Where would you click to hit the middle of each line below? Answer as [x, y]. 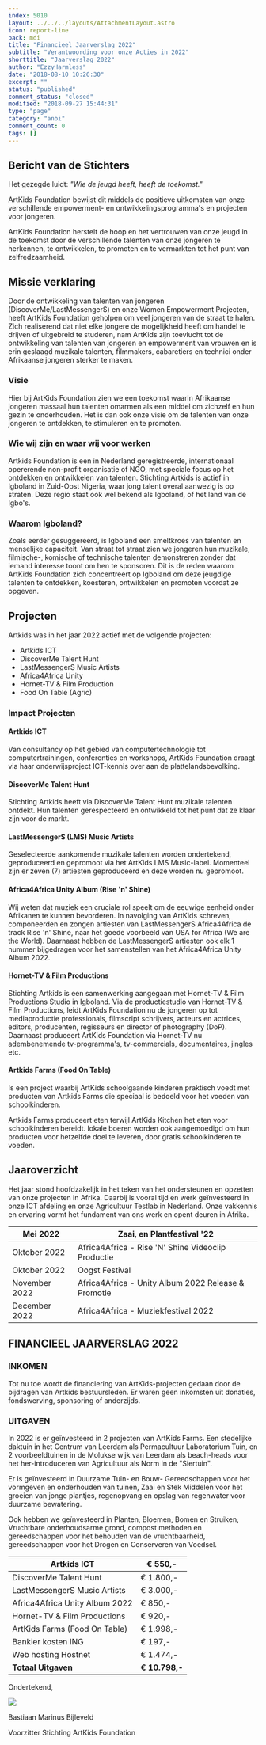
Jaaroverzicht [44, 1170]
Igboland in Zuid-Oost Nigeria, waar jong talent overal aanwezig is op [121, 486]
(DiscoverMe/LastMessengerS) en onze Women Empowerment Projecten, [129, 310]
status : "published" [42, 89]
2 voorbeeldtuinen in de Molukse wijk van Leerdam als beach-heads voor [128, 1454]
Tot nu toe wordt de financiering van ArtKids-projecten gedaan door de [124, 1383]
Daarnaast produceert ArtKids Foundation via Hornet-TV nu [105, 1035]
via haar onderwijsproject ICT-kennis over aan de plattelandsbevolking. [124, 766]
